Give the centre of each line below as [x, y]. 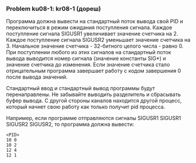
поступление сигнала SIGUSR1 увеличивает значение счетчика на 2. [92, 34]
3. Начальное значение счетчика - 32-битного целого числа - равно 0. [95, 46]
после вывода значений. [37, 77]
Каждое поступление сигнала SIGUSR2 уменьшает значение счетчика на [98, 40]
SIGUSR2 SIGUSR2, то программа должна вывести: [70, 125]
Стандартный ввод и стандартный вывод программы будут [80, 88]
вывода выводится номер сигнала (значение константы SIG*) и [86, 59]
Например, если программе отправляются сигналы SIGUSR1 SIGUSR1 [94, 118]
